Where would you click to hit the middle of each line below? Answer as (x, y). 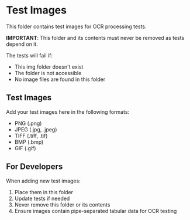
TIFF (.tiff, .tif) (31, 136)
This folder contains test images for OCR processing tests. (77, 26)
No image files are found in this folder (60, 79)
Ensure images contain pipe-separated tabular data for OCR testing (96, 211)
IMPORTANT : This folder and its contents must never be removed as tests (95, 38)
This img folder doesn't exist (49, 67)
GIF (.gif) (25, 148)
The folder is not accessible (48, 73)
